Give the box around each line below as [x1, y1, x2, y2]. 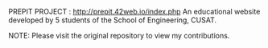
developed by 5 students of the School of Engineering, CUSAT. [8, 15, 217, 25]
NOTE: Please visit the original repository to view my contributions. [8, 31, 230, 40]
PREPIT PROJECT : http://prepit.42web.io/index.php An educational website [8, 7, 261, 16]
